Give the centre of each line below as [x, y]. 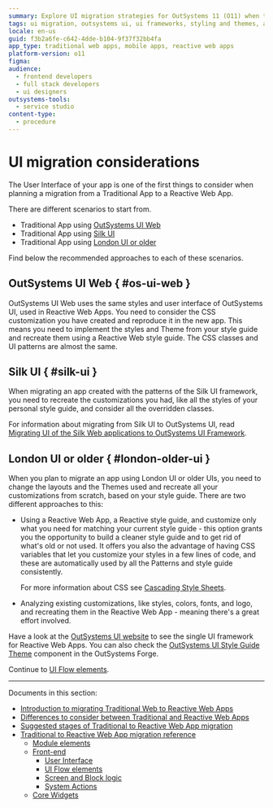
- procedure [36, 122]
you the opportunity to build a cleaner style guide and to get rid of [130, 537]
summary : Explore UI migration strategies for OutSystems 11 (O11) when [134, 16]
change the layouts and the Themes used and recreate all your [113, 487]
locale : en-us [32, 31]
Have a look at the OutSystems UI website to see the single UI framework [131, 636]
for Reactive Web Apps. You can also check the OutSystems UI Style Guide [134, 645]
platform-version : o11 [47, 54]
